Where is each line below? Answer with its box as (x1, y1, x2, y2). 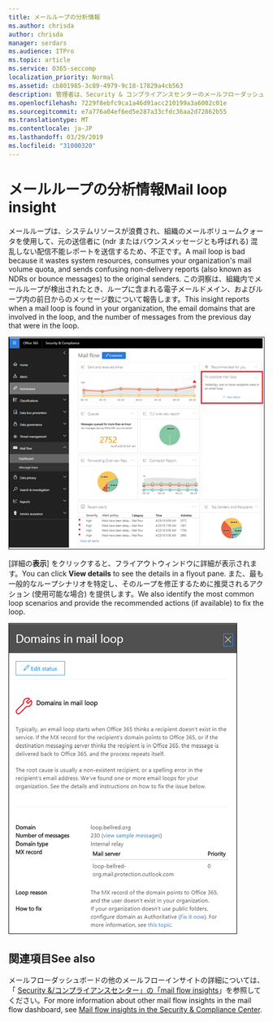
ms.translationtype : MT (8, 116, 89, 124)
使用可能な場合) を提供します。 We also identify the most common (34, 589, 254, 598)
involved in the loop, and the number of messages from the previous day (8, 311, 252, 321)
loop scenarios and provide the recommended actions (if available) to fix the (8, 598, 264, 607)
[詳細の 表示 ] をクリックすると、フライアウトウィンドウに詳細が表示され (8, 559, 250, 568)
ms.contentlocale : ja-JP (8, 124, 93, 133)
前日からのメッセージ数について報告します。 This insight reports (36, 294, 250, 304)
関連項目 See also (8, 952, 96, 966)
